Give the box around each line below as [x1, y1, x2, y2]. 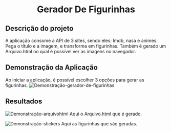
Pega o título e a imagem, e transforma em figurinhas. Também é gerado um [5, 43, 166, 49]
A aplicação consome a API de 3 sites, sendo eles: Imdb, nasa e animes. [5, 37, 158, 43]
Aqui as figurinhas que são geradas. [61, 120, 137, 126]
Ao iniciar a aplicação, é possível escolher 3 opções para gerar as [5, 77, 144, 83]
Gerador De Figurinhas [36, 4, 136, 15]
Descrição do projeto [5, 24, 74, 33]
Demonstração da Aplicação [5, 63, 98, 72]
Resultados [5, 97, 42, 106]
